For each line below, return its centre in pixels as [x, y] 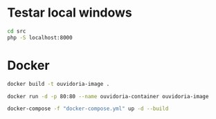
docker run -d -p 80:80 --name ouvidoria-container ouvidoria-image [108, 96]
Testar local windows [70, 13]
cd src [17, 31]
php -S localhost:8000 [40, 37]
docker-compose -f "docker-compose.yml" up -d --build [88, 109]
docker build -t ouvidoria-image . [58, 84]
